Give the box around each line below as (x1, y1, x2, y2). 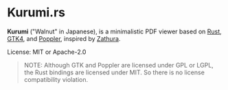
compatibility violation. (23, 75, 88, 83)
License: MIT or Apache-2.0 (7, 48, 87, 56)
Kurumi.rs (7, 5, 66, 20)
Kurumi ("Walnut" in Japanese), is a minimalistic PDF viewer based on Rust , (7, 27, 222, 35)
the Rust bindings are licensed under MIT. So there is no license (23, 68, 205, 76)
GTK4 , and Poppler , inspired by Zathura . (7, 34, 121, 42)
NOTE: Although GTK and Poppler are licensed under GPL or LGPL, (23, 61, 214, 69)
